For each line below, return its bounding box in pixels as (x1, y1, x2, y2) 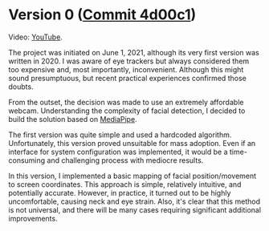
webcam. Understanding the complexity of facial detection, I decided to (8, 106, 246, 115)
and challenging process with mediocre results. (47, 155, 204, 165)
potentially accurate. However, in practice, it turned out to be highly (8, 188, 231, 197)
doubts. (8, 82, 34, 91)
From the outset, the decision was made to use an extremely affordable (8, 97, 244, 107)
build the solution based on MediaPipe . (8, 114, 138, 124)
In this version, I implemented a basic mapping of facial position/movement (8, 171, 257, 180)
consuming (8, 155, 46, 165)
